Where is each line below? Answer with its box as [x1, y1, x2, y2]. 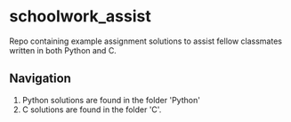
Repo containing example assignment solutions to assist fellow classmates [9, 36, 283, 46]
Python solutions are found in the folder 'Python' [21, 94, 200, 105]
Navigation [9, 71, 71, 86]
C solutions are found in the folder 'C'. [21, 104, 162, 115]
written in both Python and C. [9, 45, 117, 55]
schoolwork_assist [9, 6, 151, 27]
